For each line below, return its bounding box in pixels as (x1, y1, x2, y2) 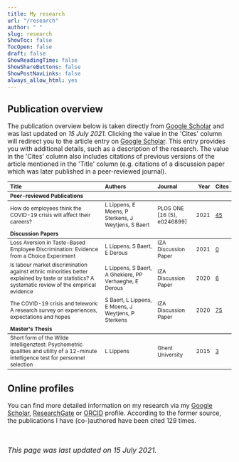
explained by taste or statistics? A (10, 274, 95, 282)
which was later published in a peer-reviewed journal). (7, 167, 167, 176)
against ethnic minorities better (10, 268, 88, 275)
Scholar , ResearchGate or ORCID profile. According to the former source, (7, 409, 222, 417)
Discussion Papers (10, 229, 59, 237)
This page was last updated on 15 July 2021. (7, 446, 157, 455)
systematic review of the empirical (10, 280, 96, 288)
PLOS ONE (157, 204, 185, 212)
